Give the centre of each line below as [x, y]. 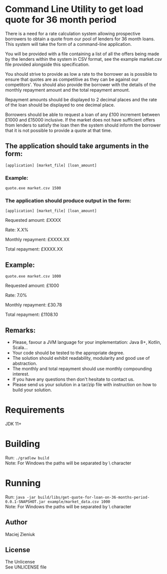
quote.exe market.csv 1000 [33, 277]
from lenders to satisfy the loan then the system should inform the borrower [83, 125]
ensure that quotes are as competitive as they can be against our [72, 79]
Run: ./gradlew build [27, 457]
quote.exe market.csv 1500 [33, 188]
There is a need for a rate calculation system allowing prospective [73, 33]
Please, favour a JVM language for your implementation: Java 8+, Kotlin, [87, 342]
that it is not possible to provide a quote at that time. [59, 130]
